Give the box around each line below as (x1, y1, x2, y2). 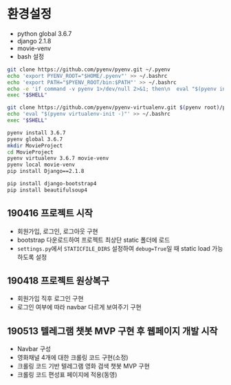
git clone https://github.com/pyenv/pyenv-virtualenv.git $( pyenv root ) (7, 104, 220, 111)
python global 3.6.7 (16, 29, 72, 38)
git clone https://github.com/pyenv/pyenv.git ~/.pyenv (7, 66, 170, 73)
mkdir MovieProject (7, 142, 63, 149)
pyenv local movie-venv (7, 161, 76, 169)
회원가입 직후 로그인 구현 (16, 294, 84, 303)
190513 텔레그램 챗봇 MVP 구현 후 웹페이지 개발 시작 (7, 325, 218, 337)
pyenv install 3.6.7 (7, 129, 67, 136)
